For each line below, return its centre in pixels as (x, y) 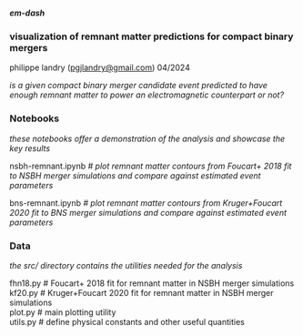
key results (30, 148)
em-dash (27, 13)
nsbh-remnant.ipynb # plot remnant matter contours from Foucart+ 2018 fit (151, 166)
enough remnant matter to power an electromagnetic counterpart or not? (147, 95)
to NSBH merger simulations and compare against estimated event (135, 175)
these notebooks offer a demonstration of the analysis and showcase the (147, 138)
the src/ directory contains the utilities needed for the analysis (126, 265)
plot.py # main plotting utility (63, 312)
